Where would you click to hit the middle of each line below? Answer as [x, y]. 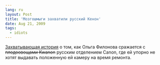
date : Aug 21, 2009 [25, 24]
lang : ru [14, 10]
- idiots [19, 33]
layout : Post [19, 14]
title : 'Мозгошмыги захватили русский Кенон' [53, 19]
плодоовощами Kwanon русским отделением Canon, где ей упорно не [80, 52]
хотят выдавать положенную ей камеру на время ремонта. [68, 57]
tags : [11, 28]
